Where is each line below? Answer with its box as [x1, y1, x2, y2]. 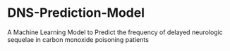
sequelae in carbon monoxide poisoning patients [7, 35, 150, 43]
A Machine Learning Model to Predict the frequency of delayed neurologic [7, 28, 224, 36]
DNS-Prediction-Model [7, 5, 145, 21]
